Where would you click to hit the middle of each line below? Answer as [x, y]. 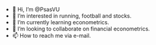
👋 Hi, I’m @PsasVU [36, 9]
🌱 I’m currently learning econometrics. [60, 22]
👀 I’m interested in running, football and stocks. [72, 16]
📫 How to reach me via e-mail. [51, 36]
